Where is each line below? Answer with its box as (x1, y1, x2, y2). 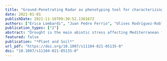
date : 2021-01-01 (5, 12, 41, 17)
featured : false (5, 35, 39, 40)
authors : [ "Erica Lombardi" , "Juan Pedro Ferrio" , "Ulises (5, 21, 130, 26)
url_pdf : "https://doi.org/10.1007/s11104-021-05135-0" (5, 44, 123, 49)
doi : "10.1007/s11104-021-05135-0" (5, 48, 79, 53)
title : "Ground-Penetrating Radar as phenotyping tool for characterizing (5, 7, 164, 12)
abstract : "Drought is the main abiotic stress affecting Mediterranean (5, 30, 159, 35)
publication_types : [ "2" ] (5, 26, 59, 30)
